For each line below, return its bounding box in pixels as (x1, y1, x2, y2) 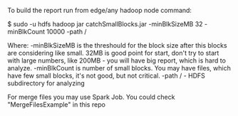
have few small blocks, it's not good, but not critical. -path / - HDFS (7, 71, 205, 80)
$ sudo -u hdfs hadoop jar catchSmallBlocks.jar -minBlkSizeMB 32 (7, 20, 203, 28)
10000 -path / (46, 28, 87, 36)
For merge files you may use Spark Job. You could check (7, 93, 175, 101)
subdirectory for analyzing (7, 79, 86, 88)
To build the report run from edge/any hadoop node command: (7, 6, 192, 14)
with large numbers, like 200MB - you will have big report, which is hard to (7, 56, 227, 65)
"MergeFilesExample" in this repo (7, 100, 105, 109)
